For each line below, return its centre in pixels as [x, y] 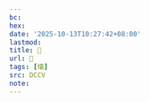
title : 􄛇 [25, 51]
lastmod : [25, 42]
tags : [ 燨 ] [29, 67]
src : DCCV [28, 75]
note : [19, 83]
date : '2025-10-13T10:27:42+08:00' [75, 34]
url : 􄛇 [21, 59]
